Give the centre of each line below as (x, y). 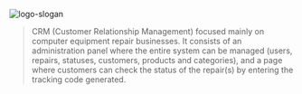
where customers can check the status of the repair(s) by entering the (162, 70)
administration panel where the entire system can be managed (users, (162, 51)
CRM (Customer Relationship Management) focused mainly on (148, 31)
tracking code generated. (79, 80)
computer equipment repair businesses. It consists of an (137, 41)
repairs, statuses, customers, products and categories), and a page (157, 60)
